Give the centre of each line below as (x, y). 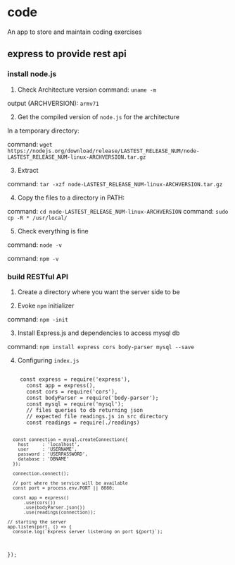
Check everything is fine (53, 231)
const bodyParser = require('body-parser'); (92, 398)
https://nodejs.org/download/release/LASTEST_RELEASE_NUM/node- (103, 151)
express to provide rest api (67, 54)
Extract (28, 170)
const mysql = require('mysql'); (75, 404)
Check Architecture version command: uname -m (87, 90)
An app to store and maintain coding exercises (75, 32)
